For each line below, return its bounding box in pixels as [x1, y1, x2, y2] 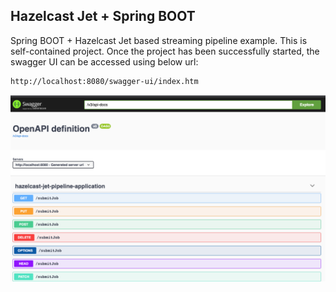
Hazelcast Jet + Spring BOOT [10, 8, 196, 25]
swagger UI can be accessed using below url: [10, 55, 199, 68]
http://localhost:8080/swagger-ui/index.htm [10, 76, 199, 86]
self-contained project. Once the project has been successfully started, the [10, 45, 320, 57]
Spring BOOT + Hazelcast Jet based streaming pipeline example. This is [10, 34, 308, 46]
